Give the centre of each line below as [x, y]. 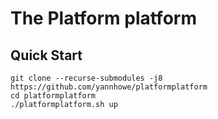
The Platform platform [103, 18]
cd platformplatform [53, 96]
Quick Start [46, 55]
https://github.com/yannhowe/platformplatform [109, 87]
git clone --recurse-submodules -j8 [86, 78]
